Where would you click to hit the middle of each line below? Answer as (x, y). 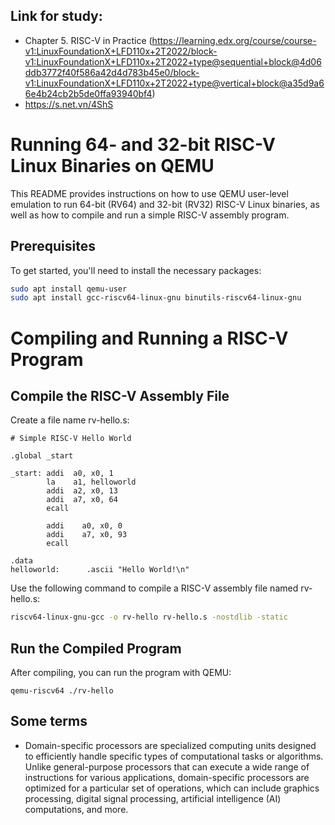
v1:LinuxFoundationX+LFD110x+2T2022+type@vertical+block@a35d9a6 (174, 83)
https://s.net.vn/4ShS (69, 104)
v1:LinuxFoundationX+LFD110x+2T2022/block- (121, 51)
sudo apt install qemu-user (69, 289)
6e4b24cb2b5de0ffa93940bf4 (88, 93)
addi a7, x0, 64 (82, 500)
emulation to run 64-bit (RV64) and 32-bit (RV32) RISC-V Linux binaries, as (165, 204)
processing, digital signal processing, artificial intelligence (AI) (153, 798)
